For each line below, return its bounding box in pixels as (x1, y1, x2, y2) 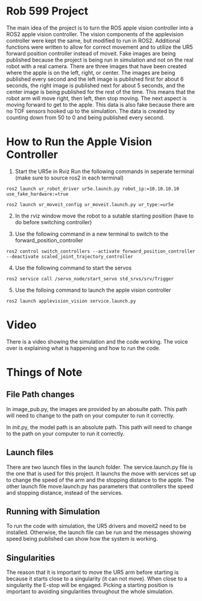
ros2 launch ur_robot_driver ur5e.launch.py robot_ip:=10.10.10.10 (6, 186, 180, 192)
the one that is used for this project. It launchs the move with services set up (6, 470, 197, 477)
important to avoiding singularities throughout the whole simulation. (6, 588, 174, 595)
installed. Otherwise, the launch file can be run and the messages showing (6, 529, 192, 536)
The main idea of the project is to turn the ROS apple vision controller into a (6, 24, 194, 31)
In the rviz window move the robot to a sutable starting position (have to (14, 212, 194, 219)
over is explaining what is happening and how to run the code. (6, 344, 161, 351)
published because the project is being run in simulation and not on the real (6, 56, 194, 63)
